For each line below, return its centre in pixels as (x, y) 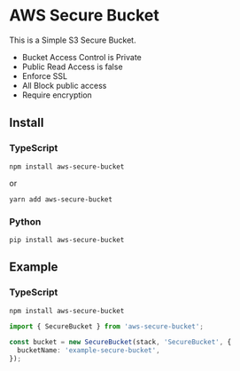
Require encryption (57, 95)
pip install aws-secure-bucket (67, 240)
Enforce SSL (45, 75)
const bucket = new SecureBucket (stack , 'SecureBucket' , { (120, 343)
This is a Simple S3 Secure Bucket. (73, 40)
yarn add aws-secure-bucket (61, 199)
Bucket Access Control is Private (81, 57)
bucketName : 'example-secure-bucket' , (89, 351)
